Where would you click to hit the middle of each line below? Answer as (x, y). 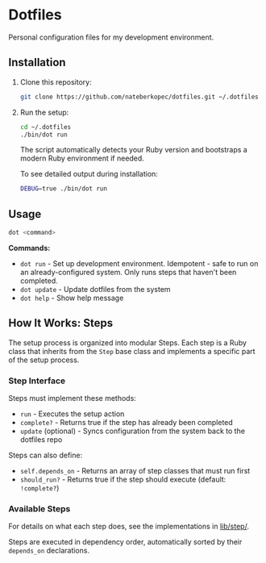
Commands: (29, 248)
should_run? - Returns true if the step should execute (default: (123, 480)
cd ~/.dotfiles (46, 127)
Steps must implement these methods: (73, 398)
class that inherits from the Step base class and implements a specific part (132, 351)
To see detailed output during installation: (89, 174)
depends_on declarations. (49, 551)
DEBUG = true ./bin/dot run (63, 189)
